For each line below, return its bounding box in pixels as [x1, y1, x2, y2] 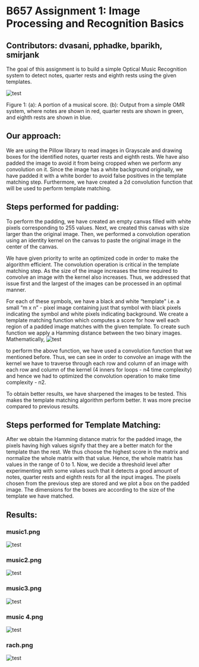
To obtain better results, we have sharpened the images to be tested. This [6, 390, 187, 397]
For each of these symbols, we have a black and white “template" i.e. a [6, 297, 180, 304]
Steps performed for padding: [6, 202, 119, 212]
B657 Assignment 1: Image [6, 4, 141, 18]
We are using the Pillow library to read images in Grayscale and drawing [6, 147, 182, 154]
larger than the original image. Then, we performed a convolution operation [6, 230, 191, 237]
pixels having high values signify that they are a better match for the [6, 442, 173, 449]
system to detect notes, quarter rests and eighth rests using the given [6, 72, 177, 78]
